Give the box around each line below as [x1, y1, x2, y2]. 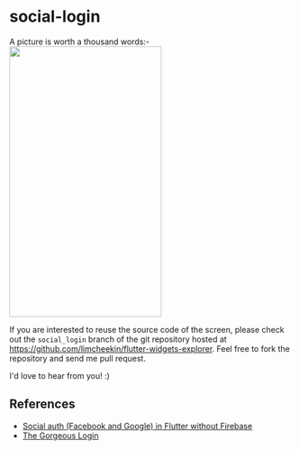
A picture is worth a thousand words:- [9, 36, 150, 47]
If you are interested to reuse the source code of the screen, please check [9, 324, 285, 335]
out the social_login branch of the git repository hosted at [9, 334, 227, 344]
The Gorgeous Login [22, 430, 99, 441]
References [9, 397, 76, 412]
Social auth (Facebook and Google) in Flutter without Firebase [22, 420, 253, 431]
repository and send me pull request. [9, 353, 147, 363]
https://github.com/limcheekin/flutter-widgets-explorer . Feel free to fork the [9, 343, 290, 354]
